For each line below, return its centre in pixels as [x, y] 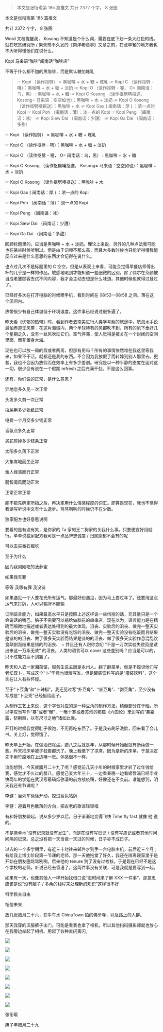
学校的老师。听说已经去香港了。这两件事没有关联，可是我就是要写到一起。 [83, 867]
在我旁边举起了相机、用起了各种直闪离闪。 [48, 931]
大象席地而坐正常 [22, 462]
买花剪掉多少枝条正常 [26, 441]
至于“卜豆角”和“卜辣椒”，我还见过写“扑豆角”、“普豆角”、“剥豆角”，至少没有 [80, 689]
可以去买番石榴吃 [22, 546]
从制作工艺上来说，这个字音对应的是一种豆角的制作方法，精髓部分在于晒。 [79, 706]
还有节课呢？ [26, 785]
